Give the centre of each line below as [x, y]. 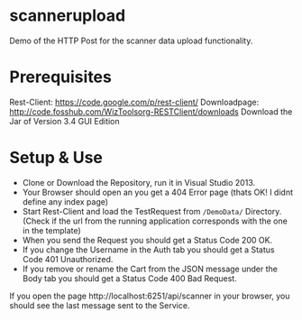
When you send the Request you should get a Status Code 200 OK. [147, 240]
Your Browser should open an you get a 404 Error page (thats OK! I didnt [157, 192]
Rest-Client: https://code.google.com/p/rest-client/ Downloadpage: [134, 102]
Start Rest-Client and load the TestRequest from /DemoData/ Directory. [152, 211]
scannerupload [68, 16]
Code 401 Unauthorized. [68, 259]
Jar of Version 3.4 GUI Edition [64, 121]
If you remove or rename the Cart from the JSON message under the [150, 269]
